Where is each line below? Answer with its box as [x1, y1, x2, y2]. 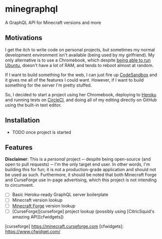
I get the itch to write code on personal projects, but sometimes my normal [5, 46, 155, 52]
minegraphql [5, 3, 58, 15]
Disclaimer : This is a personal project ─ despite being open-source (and [5, 156, 151, 162]
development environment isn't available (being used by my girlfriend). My [5, 52, 155, 58]
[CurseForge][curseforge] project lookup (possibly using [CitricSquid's [12, 208, 155, 214]
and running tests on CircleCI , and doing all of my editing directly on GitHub [5, 97, 157, 103]
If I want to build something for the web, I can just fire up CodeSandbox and [5, 72, 158, 78]
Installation [5, 116, 40, 125]
